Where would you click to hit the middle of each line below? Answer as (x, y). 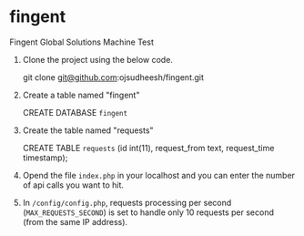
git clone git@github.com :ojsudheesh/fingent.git (113, 77)
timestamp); (45, 158)
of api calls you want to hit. (73, 185)
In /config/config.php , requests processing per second (127, 202)
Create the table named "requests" (88, 130)
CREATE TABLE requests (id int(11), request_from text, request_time (148, 148)
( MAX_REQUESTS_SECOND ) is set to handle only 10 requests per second (148, 212)
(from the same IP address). (75, 221)
